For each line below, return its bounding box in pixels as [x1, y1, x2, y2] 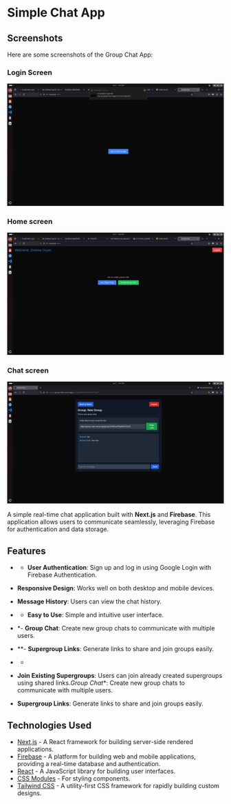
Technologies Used [7, 719, 91, 731]
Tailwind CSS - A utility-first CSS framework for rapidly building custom [16, 782, 220, 790]
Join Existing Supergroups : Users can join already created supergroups [16, 672, 223, 680]
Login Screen [7, 68, 53, 77]
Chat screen [7, 365, 49, 375]
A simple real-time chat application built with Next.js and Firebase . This [7, 511, 211, 519]
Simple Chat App [7, 5, 105, 21]
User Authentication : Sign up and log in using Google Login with [27, 564, 212, 572]
